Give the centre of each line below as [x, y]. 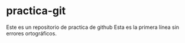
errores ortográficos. [32, 33]
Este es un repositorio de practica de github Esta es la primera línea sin [92, 27]
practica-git [36, 11]
